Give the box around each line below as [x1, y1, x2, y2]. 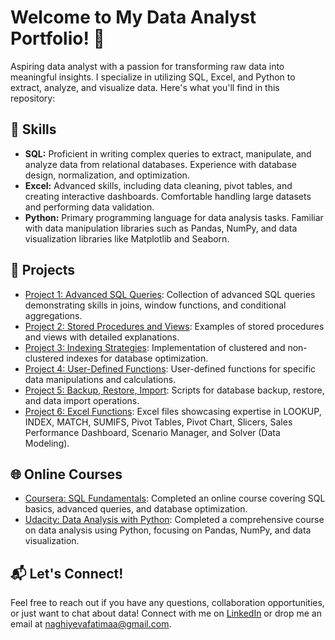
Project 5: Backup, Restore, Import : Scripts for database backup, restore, [24, 384, 325, 396]
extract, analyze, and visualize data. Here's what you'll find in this [10, 81, 280, 93]
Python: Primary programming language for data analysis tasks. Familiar [24, 211, 324, 223]
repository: [10, 92, 56, 104]
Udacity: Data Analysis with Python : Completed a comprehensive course [24, 514, 325, 526]
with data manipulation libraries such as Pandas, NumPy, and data [24, 222, 298, 234]
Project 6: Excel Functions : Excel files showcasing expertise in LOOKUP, [24, 405, 322, 417]
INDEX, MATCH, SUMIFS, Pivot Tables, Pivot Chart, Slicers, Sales [24, 416, 293, 428]
